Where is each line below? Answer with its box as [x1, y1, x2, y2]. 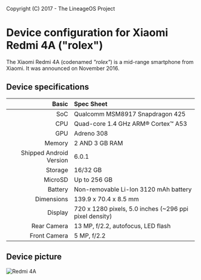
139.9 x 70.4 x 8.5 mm [74, 195, 139, 203]
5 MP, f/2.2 [74, 231, 106, 239]
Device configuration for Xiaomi [6, 26, 169, 39]
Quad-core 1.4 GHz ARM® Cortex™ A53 [74, 119, 187, 128]
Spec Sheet [74, 100, 108, 108]
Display [47, 208, 69, 217]
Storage [45, 165, 69, 174]
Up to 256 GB [74, 176, 113, 184]
